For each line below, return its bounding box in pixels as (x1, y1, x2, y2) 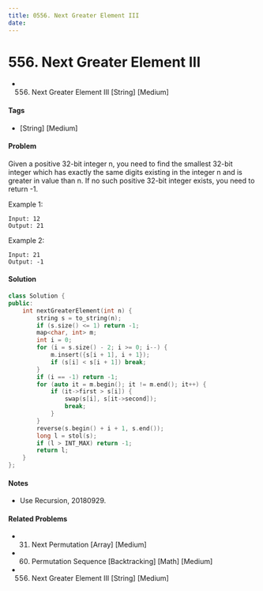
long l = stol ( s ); (36, 432, 97, 440)
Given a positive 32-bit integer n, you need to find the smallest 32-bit (8, 159, 233, 169)
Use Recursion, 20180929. (19, 496, 107, 506)
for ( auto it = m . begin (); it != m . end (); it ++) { (36, 381, 207, 388)
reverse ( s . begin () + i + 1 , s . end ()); (36, 424, 164, 432)
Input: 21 (8, 251, 41, 259)
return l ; (36, 446, 69, 455)
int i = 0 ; (36, 336, 73, 344)
